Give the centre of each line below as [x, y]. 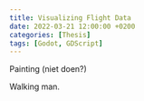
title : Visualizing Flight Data [70, 18]
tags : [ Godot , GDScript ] [56, 43]
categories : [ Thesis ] [50, 35]
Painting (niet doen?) [48, 69]
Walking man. [35, 86]
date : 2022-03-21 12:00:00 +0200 [72, 26]
